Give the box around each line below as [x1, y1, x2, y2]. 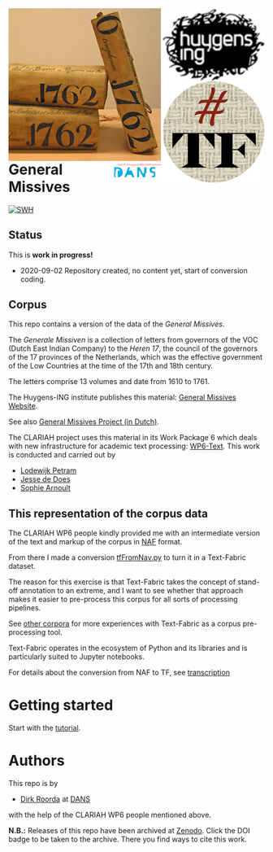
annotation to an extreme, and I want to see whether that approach [19, 586, 244, 596]
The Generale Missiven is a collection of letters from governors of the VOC [8, 335, 258, 345]
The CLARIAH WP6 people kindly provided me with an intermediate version [8, 528, 261, 538]
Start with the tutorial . [8, 723, 81, 733]
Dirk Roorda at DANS [19, 794, 91, 804]
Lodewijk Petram [19, 465, 77, 475]
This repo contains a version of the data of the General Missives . [8, 319, 225, 329]
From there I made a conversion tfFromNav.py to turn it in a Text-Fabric [8, 553, 246, 562]
